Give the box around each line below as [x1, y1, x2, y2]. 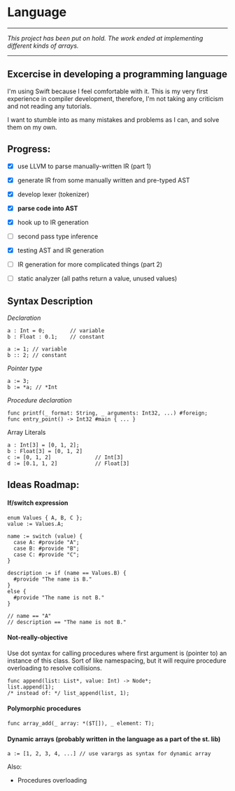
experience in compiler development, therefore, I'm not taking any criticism [7, 94, 224, 102]
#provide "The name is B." [13, 576, 92, 583]
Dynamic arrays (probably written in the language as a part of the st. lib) [7, 734, 221, 743]
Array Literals [7, 428, 46, 436]
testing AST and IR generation [17, 246, 104, 255]
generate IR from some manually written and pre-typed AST [17, 176, 190, 184]
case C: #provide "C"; [13, 551, 80, 558]
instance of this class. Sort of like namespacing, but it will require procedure [7, 656, 227, 665]
